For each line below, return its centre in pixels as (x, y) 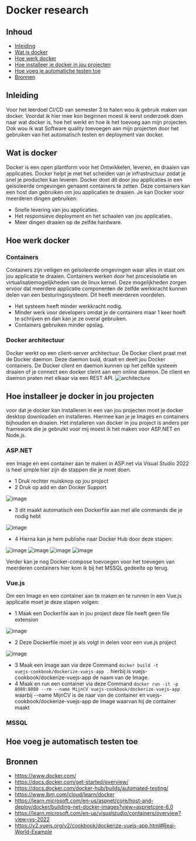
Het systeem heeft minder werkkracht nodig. (68, 306)
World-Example (33, 832)
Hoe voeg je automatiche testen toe (58, 71)
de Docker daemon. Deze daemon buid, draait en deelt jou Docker (86, 359)
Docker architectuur (35, 340)
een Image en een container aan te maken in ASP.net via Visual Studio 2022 (97, 463)
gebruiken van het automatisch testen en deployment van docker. (85, 134)
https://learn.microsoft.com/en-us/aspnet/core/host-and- (84, 801)
